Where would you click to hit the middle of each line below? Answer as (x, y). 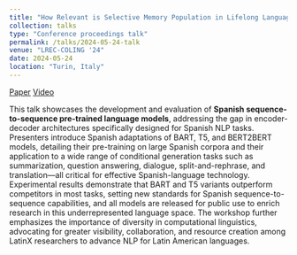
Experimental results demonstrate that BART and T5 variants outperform (141, 184)
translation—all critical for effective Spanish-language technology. (129, 174)
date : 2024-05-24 (41, 58)
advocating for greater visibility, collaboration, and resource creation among (148, 231)
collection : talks (43, 26)
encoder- (271, 118)
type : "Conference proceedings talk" (79, 34)
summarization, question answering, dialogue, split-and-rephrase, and (137, 166)
